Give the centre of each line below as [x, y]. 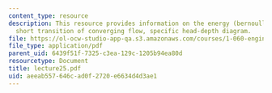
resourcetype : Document [49, 61]
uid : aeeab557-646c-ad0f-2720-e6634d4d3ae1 [83, 76]
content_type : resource [49, 16]
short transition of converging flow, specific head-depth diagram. [134, 31]
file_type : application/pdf [56, 46]
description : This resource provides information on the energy [119, 23]
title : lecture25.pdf [45, 69]
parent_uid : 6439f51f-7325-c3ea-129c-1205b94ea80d [96, 53]
